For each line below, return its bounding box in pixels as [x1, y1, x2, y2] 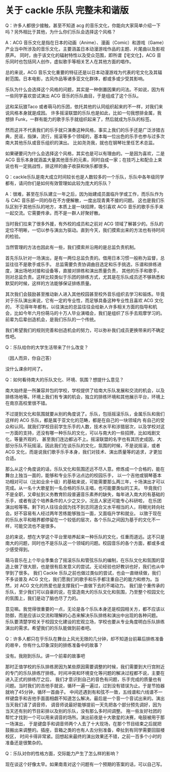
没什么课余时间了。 [5, 365, 46, 372]
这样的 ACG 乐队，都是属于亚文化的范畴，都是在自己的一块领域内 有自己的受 [5, 417, 165, 423]
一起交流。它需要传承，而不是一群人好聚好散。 [5, 210, 103, 216]
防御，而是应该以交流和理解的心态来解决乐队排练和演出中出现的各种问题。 [5, 612, 160, 618]
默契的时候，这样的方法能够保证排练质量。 [5, 280, 94, 286]
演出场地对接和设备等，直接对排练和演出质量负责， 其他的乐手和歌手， [14, 267, 162, 274]
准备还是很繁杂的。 [5, 740, 46, 746]
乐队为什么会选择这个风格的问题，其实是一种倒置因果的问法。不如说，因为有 [5, 86, 165, 92]
